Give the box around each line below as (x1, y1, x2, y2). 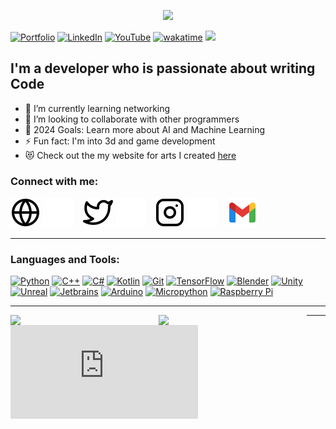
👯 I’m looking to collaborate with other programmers (24, 113, 240, 125)
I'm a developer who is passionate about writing (10, 60, 316, 77)
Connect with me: (10, 174, 99, 188)
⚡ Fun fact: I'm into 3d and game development (24, 135, 216, 147)
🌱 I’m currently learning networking (24, 102, 171, 114)
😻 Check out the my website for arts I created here (24, 149, 237, 161)
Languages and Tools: (10, 253, 120, 267)
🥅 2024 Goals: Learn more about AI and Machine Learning (24, 123, 266, 135)
